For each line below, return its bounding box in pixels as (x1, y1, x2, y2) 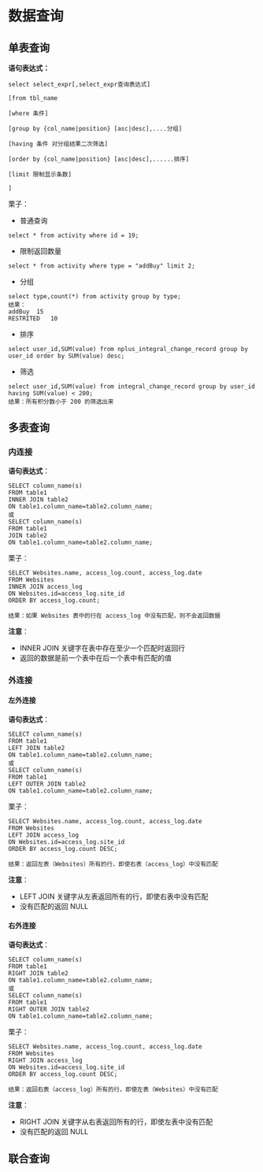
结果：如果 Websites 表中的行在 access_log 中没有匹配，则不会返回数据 (8, 612, 220, 619)
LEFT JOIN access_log (8, 831, 80, 839)
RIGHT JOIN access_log (8, 1056, 83, 1065)
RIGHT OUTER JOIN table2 (8, 1005, 90, 1014)
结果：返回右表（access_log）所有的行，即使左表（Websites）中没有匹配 (8, 1085, 219, 1094)
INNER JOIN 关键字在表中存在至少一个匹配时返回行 (19, 643, 185, 653)
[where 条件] (8, 109, 49, 117)
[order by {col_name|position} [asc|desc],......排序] (8, 155, 190, 163)
